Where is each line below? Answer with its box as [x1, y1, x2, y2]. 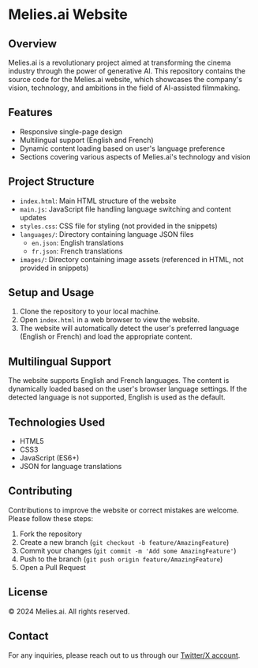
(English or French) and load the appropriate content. [19, 332, 193, 341]
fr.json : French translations [31, 246, 123, 256]
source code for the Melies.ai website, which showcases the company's [8, 75, 243, 84]
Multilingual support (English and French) [19, 135, 154, 144]
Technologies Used [8, 415, 105, 429]
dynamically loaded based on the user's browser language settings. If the [8, 385, 247, 394]
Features [8, 106, 53, 119]
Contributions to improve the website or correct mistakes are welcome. [8, 505, 239, 515]
